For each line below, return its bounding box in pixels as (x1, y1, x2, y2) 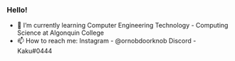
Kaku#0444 (16, 47, 53, 55)
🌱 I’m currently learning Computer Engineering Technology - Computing (16, 21, 229, 30)
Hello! (6, 5, 28, 15)
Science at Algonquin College (16, 28, 105, 37)
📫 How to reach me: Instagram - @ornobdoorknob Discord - (16, 37, 197, 45)
